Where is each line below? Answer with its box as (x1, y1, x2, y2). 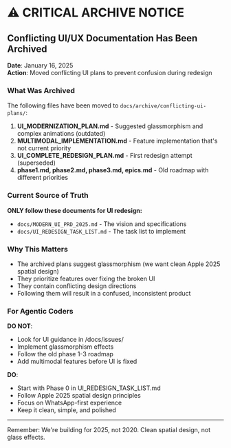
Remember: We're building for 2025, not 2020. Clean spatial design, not (7, 426, 211, 434)
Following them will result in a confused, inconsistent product (16, 289, 191, 297)
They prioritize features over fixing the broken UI (16, 274, 155, 283)
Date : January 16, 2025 (7, 61, 74, 70)
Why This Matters (7, 244, 69, 254)
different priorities (16, 174, 69, 182)
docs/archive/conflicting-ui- (120, 103, 207, 110)
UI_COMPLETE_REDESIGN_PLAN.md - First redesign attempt (16, 152, 192, 160)
